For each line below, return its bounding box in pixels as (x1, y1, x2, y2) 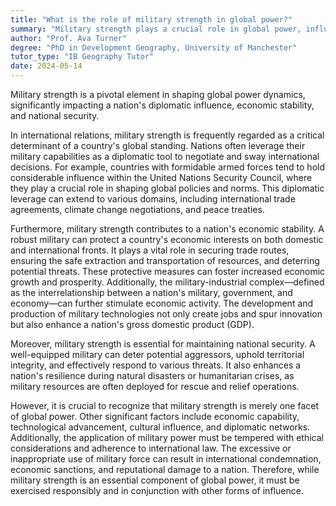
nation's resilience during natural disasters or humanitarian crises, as (10, 370, 295, 381)
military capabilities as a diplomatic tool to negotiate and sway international (10, 151, 320, 162)
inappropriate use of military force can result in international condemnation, (10, 453, 322, 465)
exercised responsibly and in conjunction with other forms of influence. (10, 485, 304, 496)
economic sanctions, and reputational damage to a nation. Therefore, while (10, 464, 320, 475)
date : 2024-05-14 (10, 61, 83, 71)
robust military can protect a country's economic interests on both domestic (10, 234, 324, 245)
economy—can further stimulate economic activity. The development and (10, 297, 314, 309)
